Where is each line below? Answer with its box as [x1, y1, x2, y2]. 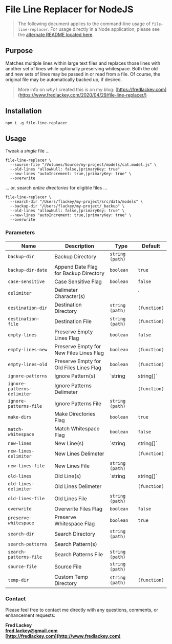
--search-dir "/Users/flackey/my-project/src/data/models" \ [10, 199, 143, 204]
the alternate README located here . [17, 31, 94, 37]
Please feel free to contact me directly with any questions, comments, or [5, 607, 159, 613]
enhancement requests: [5, 612, 55, 618]
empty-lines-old [8, 361, 48, 367]
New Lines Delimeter [54, 450, 104, 457]
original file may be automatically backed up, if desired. [5, 76, 122, 83]
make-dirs [8, 414, 32, 420]
